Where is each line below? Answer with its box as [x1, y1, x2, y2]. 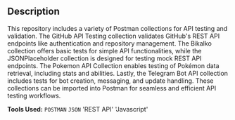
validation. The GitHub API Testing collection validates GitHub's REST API [7, 32, 220, 40]
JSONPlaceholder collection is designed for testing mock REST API [7, 54, 202, 62]
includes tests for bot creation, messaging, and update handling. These [7, 76, 214, 85]
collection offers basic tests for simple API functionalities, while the [7, 46, 202, 55]
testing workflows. [7, 91, 61, 100]
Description [7, 6, 60, 18]
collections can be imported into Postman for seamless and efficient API [7, 84, 217, 92]
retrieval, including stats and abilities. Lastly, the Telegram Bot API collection [7, 69, 229, 77]
